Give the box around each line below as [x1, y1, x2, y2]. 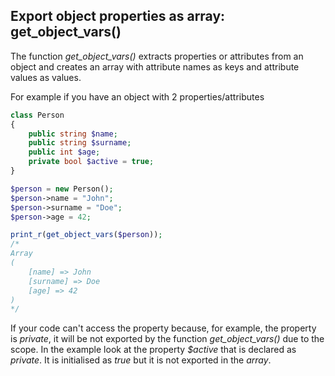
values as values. [10, 71, 82, 83]
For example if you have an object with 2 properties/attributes [10, 90, 265, 103]
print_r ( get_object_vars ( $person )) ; [10, 230, 163, 240]
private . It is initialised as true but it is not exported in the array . [10, 354, 272, 366]
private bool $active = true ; [28, 157, 155, 167]
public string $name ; [28, 129, 118, 139]
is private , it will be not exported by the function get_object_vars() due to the [10, 333, 325, 345]
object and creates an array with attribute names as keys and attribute [10, 60, 300, 73]
